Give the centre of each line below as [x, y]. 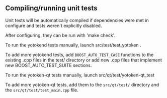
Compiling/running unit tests [51, 8]
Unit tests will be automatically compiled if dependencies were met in [77, 20]
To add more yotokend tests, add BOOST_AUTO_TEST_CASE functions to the [79, 54]
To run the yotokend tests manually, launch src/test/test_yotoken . [73, 45]
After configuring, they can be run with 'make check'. [60, 35]
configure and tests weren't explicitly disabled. [54, 25]
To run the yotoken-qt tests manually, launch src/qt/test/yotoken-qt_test [80, 75]
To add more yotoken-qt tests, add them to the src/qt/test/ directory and [82, 84]
